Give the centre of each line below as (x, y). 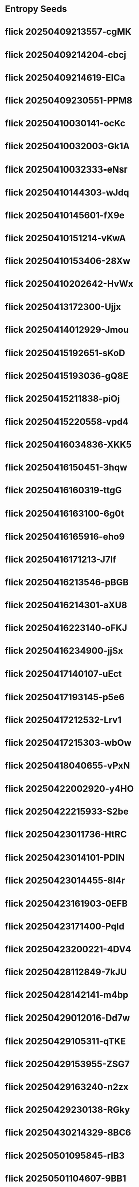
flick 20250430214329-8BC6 (68, 1133)
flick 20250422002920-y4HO (69, 789)
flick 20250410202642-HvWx (69, 284)
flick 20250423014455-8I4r (65, 880)
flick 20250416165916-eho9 (65, 536)
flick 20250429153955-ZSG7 (67, 1064)
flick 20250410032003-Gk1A (67, 146)
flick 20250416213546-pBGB (67, 582)
